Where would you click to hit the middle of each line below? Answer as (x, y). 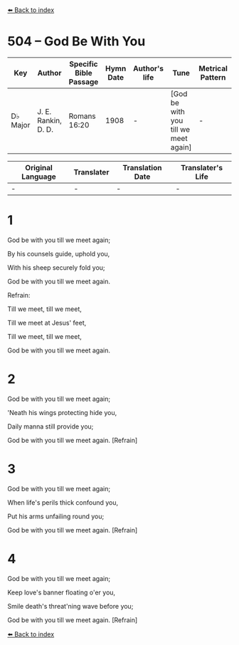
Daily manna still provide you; (51, 426)
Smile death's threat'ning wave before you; (70, 606)
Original (39, 167)
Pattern (213, 77)
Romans (82, 116)
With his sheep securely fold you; (56, 267)
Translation (142, 167)
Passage (84, 82)
